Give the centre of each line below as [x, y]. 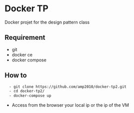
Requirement [25, 38]
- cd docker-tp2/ [27, 91]
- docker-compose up [30, 96]
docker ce [22, 55]
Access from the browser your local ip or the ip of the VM [70, 105]
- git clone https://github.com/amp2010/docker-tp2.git [68, 86]
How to [16, 75]
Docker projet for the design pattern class [47, 22]
